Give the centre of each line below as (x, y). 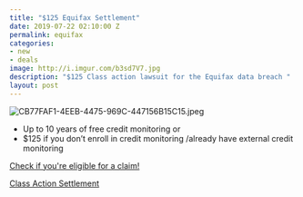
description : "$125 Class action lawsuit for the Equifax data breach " (150, 77)
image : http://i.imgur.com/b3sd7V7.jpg (85, 69)
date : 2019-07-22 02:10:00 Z (65, 26)
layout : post (34, 85)
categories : (32, 43)
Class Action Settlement (55, 183)
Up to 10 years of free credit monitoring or (101, 129)
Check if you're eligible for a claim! (75, 165)
